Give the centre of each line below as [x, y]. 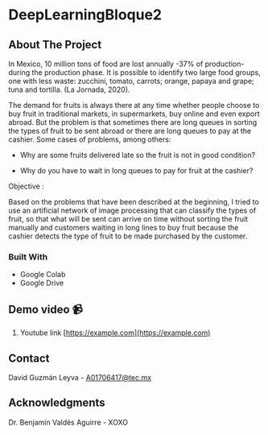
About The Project [55, 45]
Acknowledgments [57, 403]
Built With [28, 257]
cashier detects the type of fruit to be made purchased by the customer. [128, 236]
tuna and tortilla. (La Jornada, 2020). [69, 89]
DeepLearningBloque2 [85, 15]
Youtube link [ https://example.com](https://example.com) [115, 333]
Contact [29, 358]
